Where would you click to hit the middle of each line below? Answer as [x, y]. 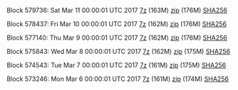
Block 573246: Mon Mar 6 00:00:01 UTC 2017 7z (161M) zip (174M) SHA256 [118, 79]
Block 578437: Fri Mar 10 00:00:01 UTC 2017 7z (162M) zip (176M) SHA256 [117, 24]
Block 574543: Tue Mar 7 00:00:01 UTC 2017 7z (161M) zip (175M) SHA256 [117, 65]
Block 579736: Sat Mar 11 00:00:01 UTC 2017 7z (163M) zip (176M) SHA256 [117, 10]
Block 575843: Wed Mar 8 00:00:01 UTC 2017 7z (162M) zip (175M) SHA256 [119, 51]
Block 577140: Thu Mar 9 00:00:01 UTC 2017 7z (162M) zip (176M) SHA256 [117, 38]
